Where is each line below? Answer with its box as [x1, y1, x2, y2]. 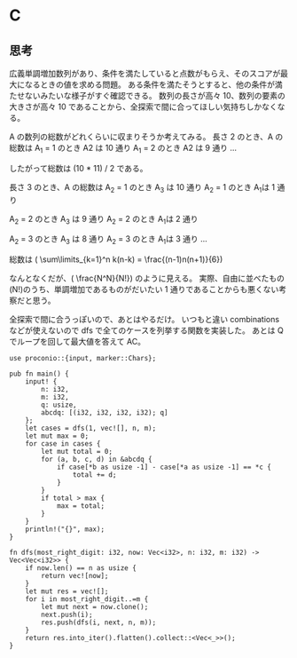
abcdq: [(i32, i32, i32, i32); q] [41, 408, 168, 417]
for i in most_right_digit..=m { [25, 595, 149, 604]
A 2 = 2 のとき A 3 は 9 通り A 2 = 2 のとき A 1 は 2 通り [9, 213, 199, 226]
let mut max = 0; [25, 432, 90, 440]
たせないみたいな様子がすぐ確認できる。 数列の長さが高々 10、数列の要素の [9, 91, 286, 100]
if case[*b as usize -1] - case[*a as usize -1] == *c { [56, 463, 272, 472]
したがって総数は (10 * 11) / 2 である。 [9, 163, 148, 173]
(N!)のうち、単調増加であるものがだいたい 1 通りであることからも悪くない [9, 284, 279, 295]
